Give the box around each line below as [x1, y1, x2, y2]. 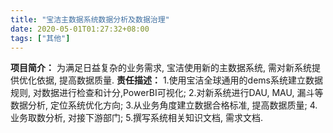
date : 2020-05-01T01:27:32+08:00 [10, 24, 150, 34]
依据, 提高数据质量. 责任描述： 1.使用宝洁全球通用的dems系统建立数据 [36, 74, 324, 86]
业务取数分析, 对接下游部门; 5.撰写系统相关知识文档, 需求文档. [10, 112, 264, 124]
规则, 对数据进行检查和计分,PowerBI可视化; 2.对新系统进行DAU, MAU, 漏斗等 [10, 87, 324, 99]
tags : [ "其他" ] [10, 33, 71, 43]
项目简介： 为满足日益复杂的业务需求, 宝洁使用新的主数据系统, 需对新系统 [10, 62, 312, 74]
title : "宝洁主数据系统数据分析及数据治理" [10, 14, 170, 25]
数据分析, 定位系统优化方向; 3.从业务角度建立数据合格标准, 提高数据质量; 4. [10, 99, 318, 111]
